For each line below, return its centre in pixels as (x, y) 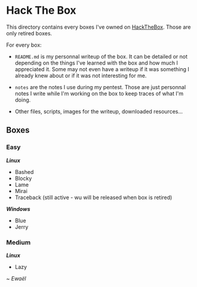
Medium (19, 242)
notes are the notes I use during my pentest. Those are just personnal (100, 87)
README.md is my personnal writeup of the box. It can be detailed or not (101, 56)
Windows (19, 209)
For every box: (24, 45)
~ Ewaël (16, 278)
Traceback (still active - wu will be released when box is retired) (93, 197)
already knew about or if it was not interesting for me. (81, 75)
